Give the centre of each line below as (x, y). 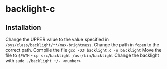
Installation (23, 28)
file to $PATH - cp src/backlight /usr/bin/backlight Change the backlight (82, 55)
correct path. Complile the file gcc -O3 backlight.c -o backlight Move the (83, 50)
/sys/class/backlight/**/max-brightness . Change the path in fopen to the (82, 45)
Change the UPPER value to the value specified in (57, 39)
